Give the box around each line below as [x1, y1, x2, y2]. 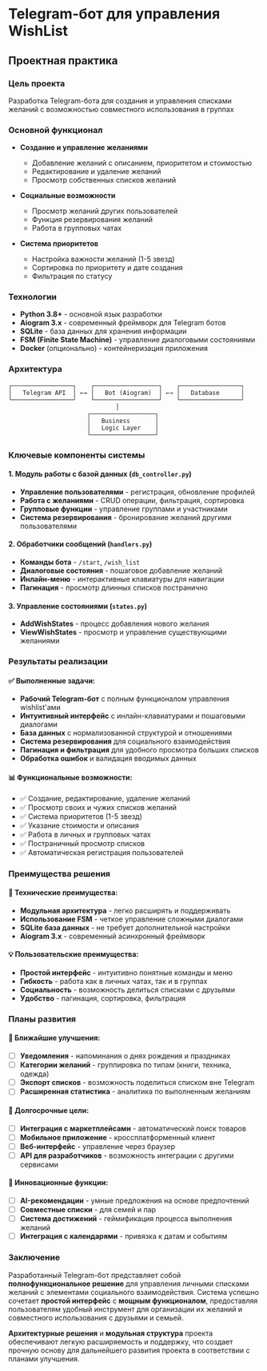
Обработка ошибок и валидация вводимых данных [19, 754, 197, 764]
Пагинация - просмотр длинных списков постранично [19, 583, 208, 593]
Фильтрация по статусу [31, 272, 113, 281]
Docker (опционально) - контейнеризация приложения [19, 344, 208, 353]
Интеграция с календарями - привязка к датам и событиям [19, 1232, 228, 1241]
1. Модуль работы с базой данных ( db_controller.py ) [8, 470, 192, 479]
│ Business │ [86, 417, 159, 425]
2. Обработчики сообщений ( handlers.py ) [8, 539, 153, 549]
